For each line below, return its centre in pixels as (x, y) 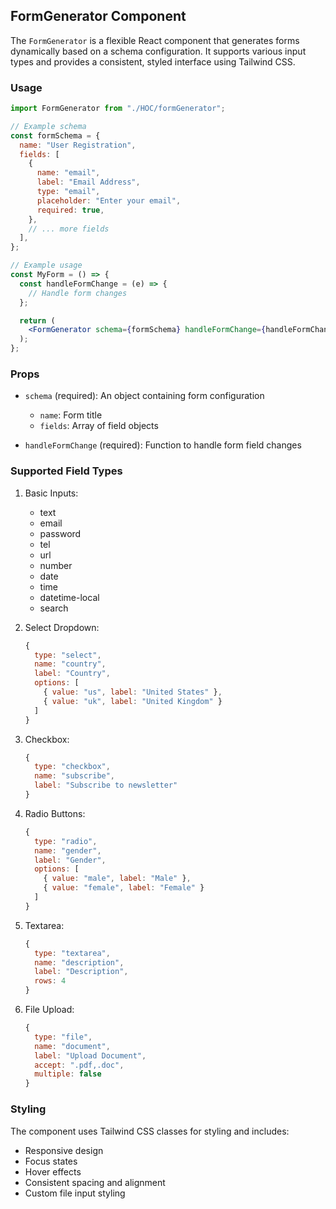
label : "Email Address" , (88, 182)
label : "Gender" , (70, 860)
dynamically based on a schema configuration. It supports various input (158, 51)
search (54, 608)
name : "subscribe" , (75, 776)
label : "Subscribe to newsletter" (106, 785)
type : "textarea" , (72, 953)
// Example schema (48, 126)
